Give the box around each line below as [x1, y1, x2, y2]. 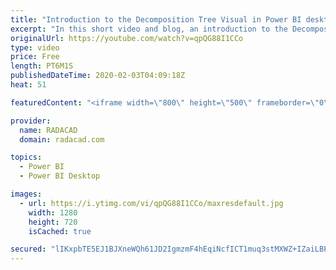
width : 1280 [28, 207, 78, 218]
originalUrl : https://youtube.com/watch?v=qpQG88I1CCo [10, 33, 244, 43]
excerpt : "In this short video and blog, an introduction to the [10, 24, 288, 34]
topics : [10, 152, 43, 163]
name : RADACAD [19, 125, 78, 135]
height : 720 [28, 217, 78, 227]
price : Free [10, 52, 60, 62]
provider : [10, 116, 52, 126]
